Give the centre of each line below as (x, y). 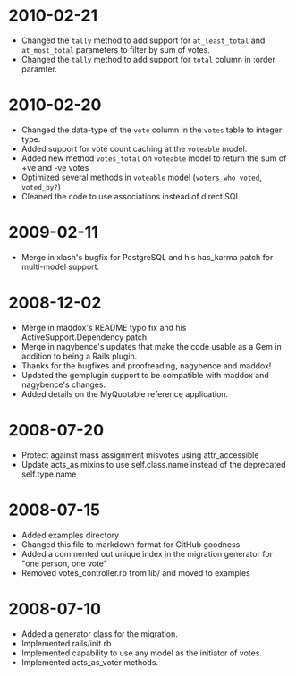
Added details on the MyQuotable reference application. (125, 393)
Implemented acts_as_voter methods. (89, 662)
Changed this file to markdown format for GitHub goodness (131, 544)
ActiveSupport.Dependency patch (84, 337)
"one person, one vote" (64, 563)
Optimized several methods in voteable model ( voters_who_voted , (142, 177)
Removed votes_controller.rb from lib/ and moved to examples (136, 572)
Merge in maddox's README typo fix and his (104, 327)
